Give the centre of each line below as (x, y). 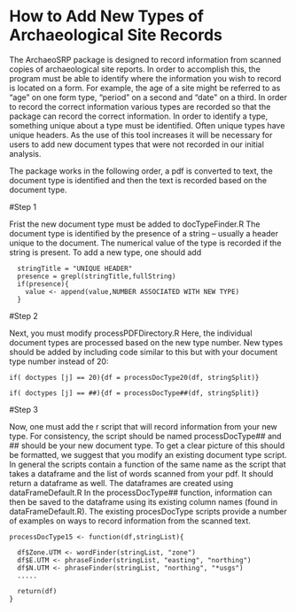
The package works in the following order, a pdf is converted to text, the (141, 171)
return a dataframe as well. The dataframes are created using (121, 483)
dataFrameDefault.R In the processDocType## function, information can (141, 492)
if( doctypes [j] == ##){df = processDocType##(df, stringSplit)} (134, 393)
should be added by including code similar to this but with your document (144, 352)
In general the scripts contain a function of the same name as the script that (148, 464)
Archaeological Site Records (116, 35)
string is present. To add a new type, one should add (105, 252)
